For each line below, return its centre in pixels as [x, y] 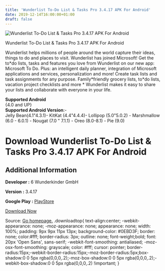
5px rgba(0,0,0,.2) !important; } [87, 263]
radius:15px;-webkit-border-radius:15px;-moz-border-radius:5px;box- [77, 252]
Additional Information [41, 170]
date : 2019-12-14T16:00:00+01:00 [40, 14]
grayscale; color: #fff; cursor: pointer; [87, 247]
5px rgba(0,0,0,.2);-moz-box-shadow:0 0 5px [77, 258]
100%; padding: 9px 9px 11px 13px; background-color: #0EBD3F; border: [80, 231]
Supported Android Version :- [36, 110]
